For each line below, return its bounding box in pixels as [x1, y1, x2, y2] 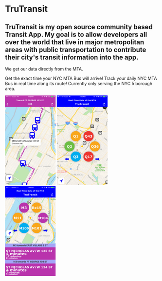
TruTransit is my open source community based [5, 23, 153, 31]
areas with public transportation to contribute [5, 45, 146, 54]
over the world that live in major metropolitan [5, 38, 144, 46]
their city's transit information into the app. [5, 53, 139, 61]
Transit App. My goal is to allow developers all [5, 30, 147, 38]
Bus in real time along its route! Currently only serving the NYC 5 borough [5, 81, 152, 86]
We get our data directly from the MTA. [5, 66, 84, 71]
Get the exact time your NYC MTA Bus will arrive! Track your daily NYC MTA [5, 75, 157, 81]
